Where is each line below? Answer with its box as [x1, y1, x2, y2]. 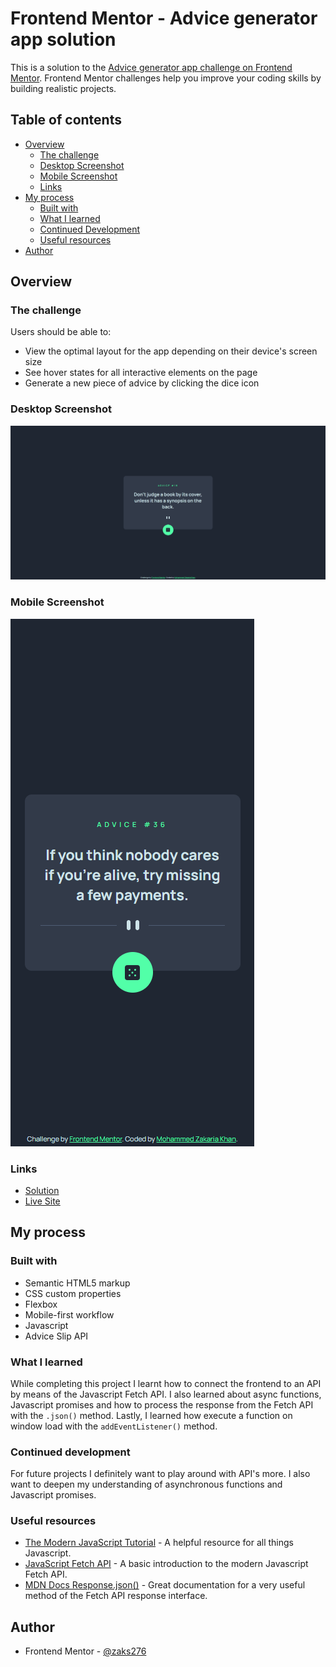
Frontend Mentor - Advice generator [10, 7, 318, 30]
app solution [10, 28, 117, 51]
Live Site [24, 1195, 61, 1207]
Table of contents [10, 112, 122, 129]
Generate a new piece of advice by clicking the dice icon [24, 377, 260, 389]
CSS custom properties [24, 1287, 122, 1299]
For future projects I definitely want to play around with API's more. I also [10, 1468, 311, 1480]
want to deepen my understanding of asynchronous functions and [10, 1478, 283, 1491]
